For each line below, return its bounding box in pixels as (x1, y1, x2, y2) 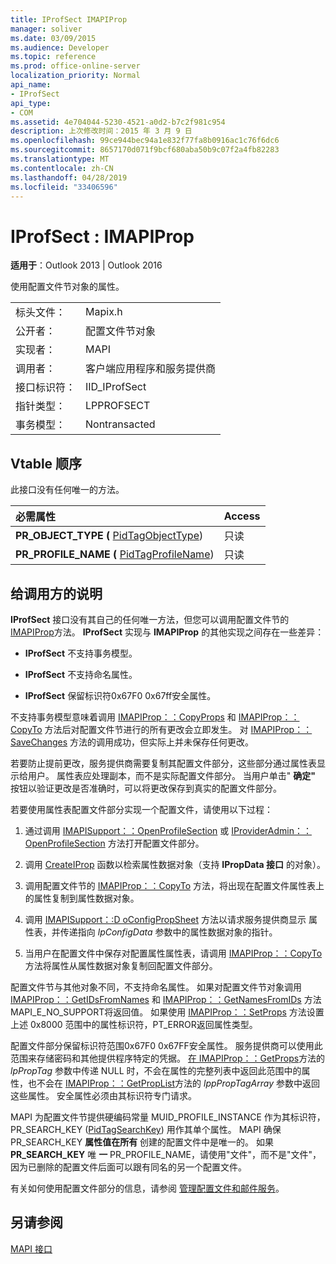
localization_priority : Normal (10, 71, 141, 81)
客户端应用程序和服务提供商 (85, 362, 217, 376)
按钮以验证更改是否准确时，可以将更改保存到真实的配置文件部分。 (10, 782, 282, 794)
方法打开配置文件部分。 (107, 837, 205, 849)
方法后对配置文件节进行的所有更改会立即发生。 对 (44, 723, 249, 735)
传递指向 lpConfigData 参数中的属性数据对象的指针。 (59, 926, 278, 938)
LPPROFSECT (85, 399, 151, 413)
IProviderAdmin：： (231, 824, 312, 836)
